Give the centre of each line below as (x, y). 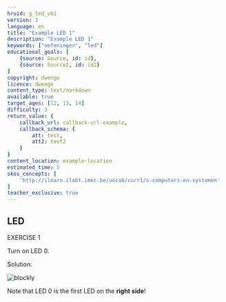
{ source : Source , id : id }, (58, 59)
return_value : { (30, 116)
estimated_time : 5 (33, 167)
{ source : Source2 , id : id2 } (60, 65)
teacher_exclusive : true (43, 193)
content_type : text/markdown (49, 90)
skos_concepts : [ (32, 174)
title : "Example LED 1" (41, 33)
